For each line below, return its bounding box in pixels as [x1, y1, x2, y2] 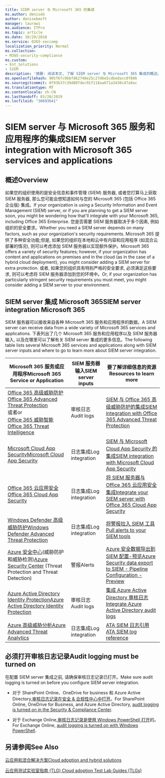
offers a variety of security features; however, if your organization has [5, 249, 146, 255]
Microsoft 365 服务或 [9, 363, 60, 370]
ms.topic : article [5, 30, 43, 35]
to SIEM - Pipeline [106, 565, 148, 572]
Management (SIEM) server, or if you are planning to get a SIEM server [5, 208, 148, 214]
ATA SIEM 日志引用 [106, 622, 150, 628]
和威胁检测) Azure [7, 556, 48, 562]
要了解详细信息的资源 [107, 364, 157, 371]
